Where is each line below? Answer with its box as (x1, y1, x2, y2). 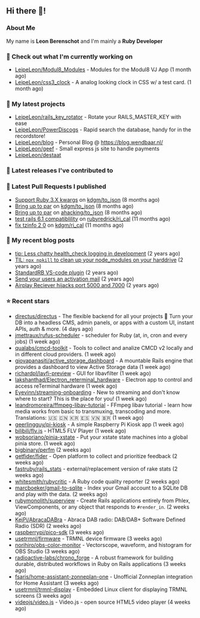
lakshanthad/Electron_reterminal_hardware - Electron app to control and (14, 376, 193, 383)
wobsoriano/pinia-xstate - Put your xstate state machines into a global (14, 433, 188, 441)
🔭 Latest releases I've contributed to (6, 167, 113, 175)
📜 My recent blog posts (6, 236, 75, 245)
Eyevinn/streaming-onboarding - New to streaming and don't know (14, 389, 180, 396)
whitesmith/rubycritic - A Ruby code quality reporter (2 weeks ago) (14, 478, 180, 485)
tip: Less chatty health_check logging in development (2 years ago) (14, 250, 181, 257)
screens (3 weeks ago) (14, 592, 72, 599)
